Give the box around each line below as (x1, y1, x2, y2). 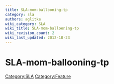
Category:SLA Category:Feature (5, 73, 71, 79)
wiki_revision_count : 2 (5, 30, 55, 35)
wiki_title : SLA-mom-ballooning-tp (5, 26, 79, 31)
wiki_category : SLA (5, 21, 46, 26)
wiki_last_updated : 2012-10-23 (5, 35, 70, 40)
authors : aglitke (5, 16, 41, 21)
